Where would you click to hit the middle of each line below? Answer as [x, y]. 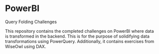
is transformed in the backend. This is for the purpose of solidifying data [77, 36]
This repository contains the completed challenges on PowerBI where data [79, 31]
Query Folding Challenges [31, 22]
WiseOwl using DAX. [25, 46]
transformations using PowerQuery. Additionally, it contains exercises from [79, 41]
